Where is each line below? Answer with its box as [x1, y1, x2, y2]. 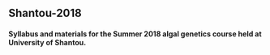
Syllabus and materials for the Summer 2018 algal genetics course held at [8, 28, 262, 39]
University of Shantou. [8, 37, 87, 47]
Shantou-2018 [8, 6, 83, 20]
